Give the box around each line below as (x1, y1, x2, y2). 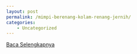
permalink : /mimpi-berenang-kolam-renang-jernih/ (6, 14, 132, 20)
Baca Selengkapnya (6, 41, 55, 48)
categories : (6, 19, 36, 25)
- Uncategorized (17, 25, 58, 31)
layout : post (6, 8, 39, 15)
